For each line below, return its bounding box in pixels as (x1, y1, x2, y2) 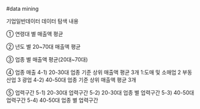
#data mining (6, 5, 39, 12)
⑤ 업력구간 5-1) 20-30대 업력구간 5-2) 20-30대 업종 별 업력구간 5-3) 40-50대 (6, 89, 195, 96)
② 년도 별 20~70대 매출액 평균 (6, 43, 81, 50)
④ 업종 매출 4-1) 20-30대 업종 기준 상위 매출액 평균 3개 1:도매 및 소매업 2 (6, 69, 181, 76)
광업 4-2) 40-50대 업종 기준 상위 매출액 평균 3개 (22, 76, 136, 83)
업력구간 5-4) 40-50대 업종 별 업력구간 (6, 96, 98, 104)
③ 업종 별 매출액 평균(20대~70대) (6, 56, 88, 63)
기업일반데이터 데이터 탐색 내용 (6, 17, 79, 25)
